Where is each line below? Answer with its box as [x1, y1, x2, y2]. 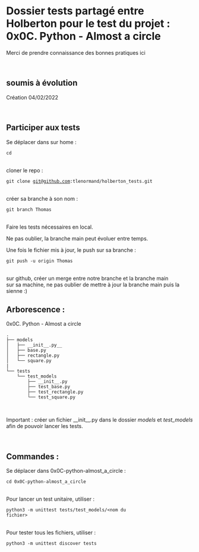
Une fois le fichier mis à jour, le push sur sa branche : [6, 246, 137, 254]
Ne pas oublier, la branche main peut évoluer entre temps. [6, 235, 149, 242]
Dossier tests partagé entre [6, 4, 144, 18]
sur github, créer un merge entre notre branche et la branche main [6, 275, 169, 282]
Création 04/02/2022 [6, 93, 58, 101]
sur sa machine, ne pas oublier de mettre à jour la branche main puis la [6, 281, 180, 288]
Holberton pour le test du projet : [6, 17, 170, 30]
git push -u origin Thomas [6, 258, 73, 264]
